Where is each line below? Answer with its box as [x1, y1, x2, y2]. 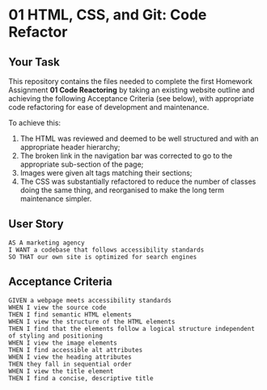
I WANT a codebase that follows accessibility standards [8, 245, 205, 254]
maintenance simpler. [19, 194, 92, 203]
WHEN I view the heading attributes [8, 353, 132, 361]
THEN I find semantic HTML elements [8, 310, 132, 319]
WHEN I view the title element [8, 367, 114, 375]
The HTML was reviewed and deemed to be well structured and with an [19, 134, 259, 143]
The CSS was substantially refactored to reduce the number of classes [19, 176, 256, 186]
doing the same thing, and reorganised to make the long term [19, 185, 225, 195]
